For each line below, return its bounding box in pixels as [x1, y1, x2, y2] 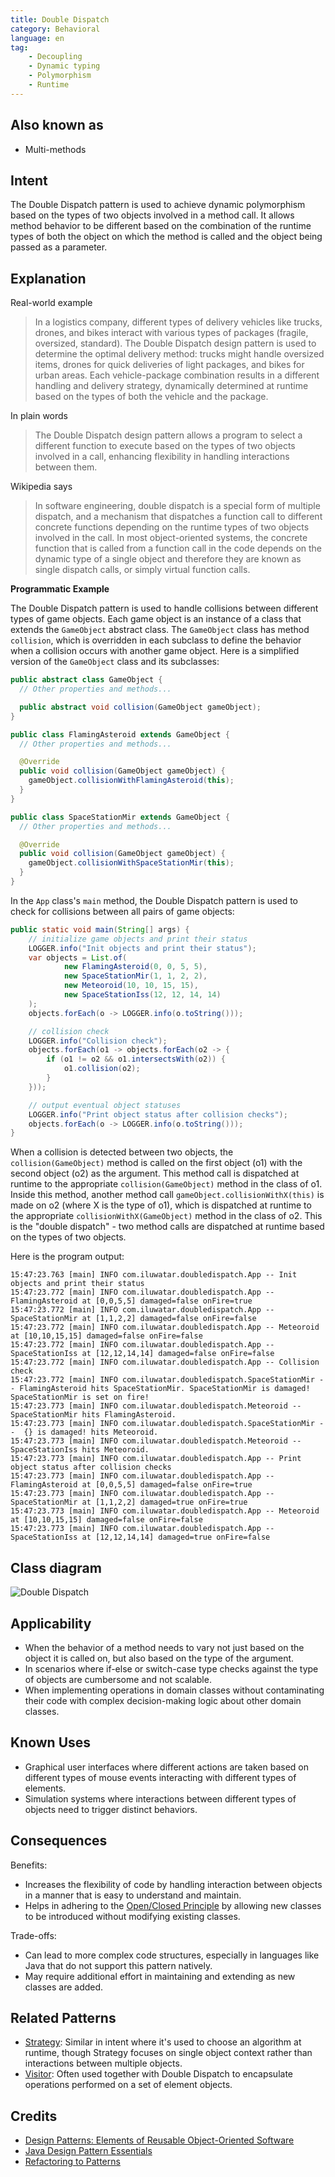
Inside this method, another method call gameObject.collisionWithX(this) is [10, 1189, 325, 1201]
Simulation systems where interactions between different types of [24, 1792, 297, 1805]
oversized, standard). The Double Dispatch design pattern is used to [34, 337, 317, 350]
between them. [34, 461, 98, 473]
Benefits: [10, 1859, 48, 1871]
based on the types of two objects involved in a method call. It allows [10, 209, 295, 221]
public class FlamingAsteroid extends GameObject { [10, 729, 230, 740]
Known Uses [10, 1734, 92, 1751]
